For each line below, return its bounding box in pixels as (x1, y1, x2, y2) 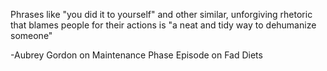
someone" (10, 30, 53, 41)
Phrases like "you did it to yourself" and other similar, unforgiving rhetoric (10, 9, 313, 20)
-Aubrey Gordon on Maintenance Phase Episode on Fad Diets (10, 49, 263, 61)
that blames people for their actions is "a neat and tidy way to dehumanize (10, 19, 317, 31)
